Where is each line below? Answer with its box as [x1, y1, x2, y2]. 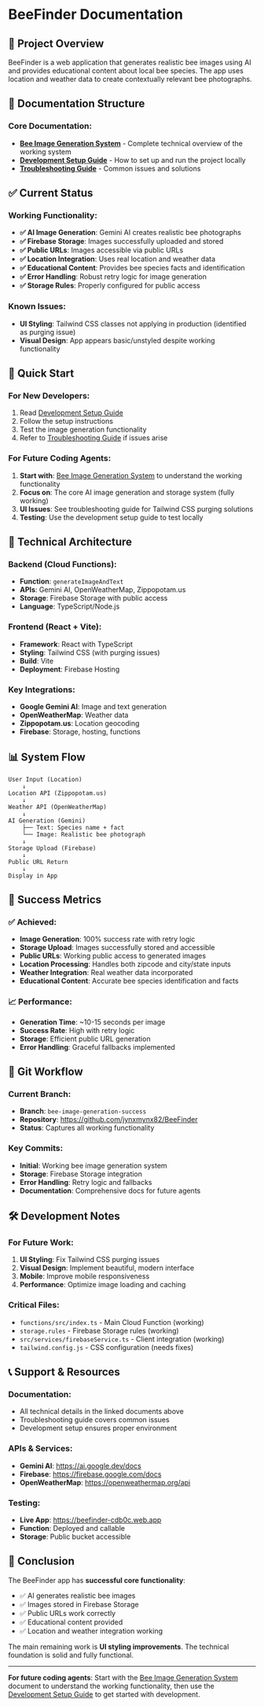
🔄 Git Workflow [8, 1065, 84, 1079]
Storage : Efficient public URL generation [19, 1034, 151, 1043]
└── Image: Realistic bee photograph [22, 830, 146, 838]
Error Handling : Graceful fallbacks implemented [19, 1042, 175, 1051]
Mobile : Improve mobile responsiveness [19, 1271, 150, 1281]
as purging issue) [19, 327, 76, 337]
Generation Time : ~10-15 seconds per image [19, 1017, 166, 1027]
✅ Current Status [8, 186, 93, 200]
